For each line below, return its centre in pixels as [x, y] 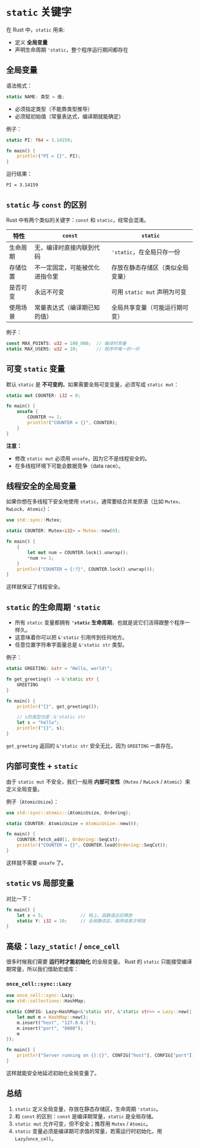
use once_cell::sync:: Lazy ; [41, 996]
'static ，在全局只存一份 [146, 252]
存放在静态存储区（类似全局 [150, 267]
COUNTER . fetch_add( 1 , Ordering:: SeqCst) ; [68, 840]
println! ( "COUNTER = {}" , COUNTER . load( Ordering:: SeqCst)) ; [92, 845]
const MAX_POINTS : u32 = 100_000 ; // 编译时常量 [66, 343]
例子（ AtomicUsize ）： [33, 801]
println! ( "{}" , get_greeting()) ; [58, 706]
